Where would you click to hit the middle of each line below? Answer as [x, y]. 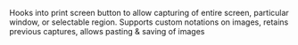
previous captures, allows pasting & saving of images [107, 31]
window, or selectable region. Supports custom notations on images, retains [149, 22]
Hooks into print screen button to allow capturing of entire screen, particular [149, 13]
